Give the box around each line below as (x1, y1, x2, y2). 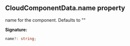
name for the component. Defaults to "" (5, 17, 86, 23)
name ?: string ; (5, 36, 37, 41)
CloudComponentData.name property (5, 4, 126, 12)
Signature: (5, 27, 27, 33)
